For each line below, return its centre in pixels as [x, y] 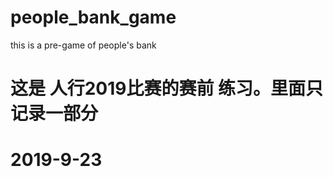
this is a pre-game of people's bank [83, 45]
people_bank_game [93, 17]
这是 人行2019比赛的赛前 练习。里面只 [167, 88]
